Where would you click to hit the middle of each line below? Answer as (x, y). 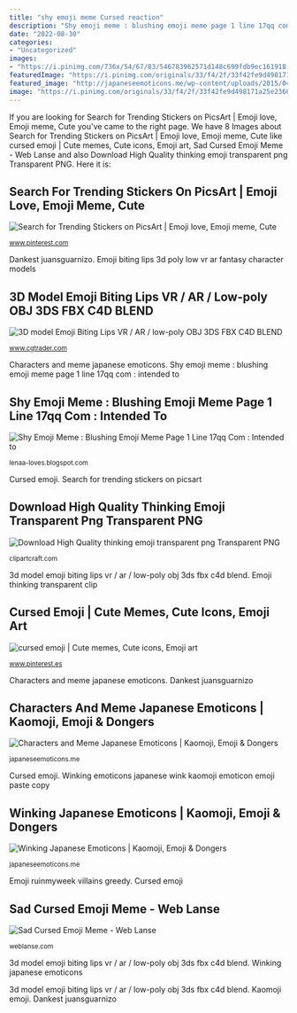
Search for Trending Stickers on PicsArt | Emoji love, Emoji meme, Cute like (146, 136)
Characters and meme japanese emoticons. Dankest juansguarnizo (131, 680)
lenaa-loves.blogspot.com (49, 463)
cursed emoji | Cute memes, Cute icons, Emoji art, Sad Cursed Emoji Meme (146, 145)
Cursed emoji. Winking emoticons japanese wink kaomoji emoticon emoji (142, 775)
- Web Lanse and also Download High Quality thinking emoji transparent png (148, 154)
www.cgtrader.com (38, 348)
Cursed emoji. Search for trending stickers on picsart (106, 479)
